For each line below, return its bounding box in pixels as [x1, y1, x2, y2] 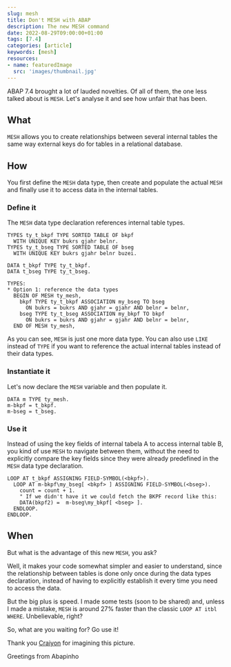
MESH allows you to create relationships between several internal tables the [7, 133, 218, 141]
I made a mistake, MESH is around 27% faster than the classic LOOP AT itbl [7, 604, 217, 612]
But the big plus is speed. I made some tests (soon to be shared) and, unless [7, 597, 225, 605]
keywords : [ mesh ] [7, 49, 57, 56]
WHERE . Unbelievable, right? [7, 612, 83, 620]
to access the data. [7, 583, 62, 592]
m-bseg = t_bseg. [7, 408, 57, 415]
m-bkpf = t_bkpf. [7, 402, 57, 408]
